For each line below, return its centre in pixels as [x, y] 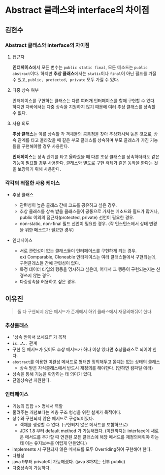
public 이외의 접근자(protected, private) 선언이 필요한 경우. [77, 218]
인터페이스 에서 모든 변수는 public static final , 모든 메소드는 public [80, 67]
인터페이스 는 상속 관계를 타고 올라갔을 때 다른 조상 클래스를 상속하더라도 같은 [86, 156]
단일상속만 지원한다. [31, 380]
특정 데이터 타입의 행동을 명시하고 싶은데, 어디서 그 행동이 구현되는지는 [87, 269]
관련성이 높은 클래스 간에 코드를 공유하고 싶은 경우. [68, 205]
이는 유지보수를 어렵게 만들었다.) [56, 443]
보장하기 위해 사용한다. [39, 169]
